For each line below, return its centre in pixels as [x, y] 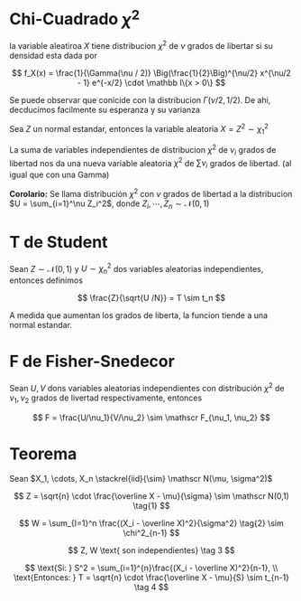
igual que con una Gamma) [59, 175]
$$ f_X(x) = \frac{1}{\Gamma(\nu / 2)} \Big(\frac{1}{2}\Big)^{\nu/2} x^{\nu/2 [151, 72]
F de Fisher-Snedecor [92, 362]
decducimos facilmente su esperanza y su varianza [105, 109]
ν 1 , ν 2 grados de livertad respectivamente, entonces [106, 399]
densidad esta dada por [53, 55]
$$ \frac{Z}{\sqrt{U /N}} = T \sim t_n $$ [151, 298]
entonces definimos [46, 280]
